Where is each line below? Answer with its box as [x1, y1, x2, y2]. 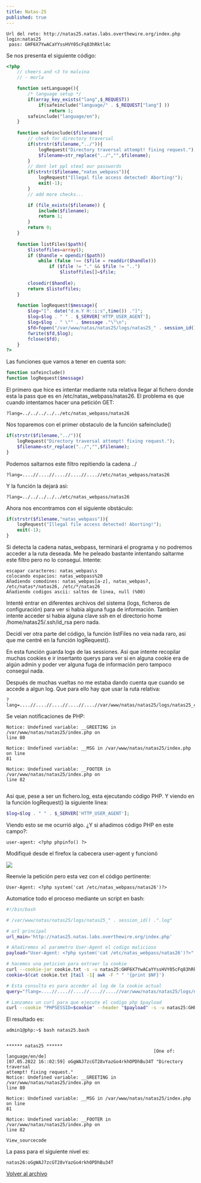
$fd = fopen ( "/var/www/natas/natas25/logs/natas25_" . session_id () [28, 325, 197, 331]
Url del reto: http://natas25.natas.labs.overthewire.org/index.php [6, 31, 181, 37]
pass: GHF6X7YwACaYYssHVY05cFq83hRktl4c [8, 41, 111, 47]
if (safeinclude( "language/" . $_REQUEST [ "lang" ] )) [38, 102, 170, 108]
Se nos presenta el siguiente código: [6, 52, 96, 59]
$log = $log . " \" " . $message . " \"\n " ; [28, 319, 127, 325]
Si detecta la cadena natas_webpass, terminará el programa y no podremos [6, 544, 193, 551]
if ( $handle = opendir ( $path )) [28, 253, 106, 259]
